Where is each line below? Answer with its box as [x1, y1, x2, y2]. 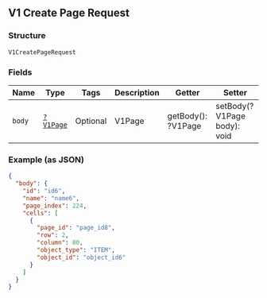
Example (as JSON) [8, 154, 85, 165]
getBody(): [167, 110, 208, 122]
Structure [8, 30, 46, 41]
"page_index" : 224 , [22, 202, 87, 210]
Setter [223, 87, 248, 98]
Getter [175, 87, 200, 98]
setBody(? [215, 100, 254, 111]
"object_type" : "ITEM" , [37, 246, 115, 254]
